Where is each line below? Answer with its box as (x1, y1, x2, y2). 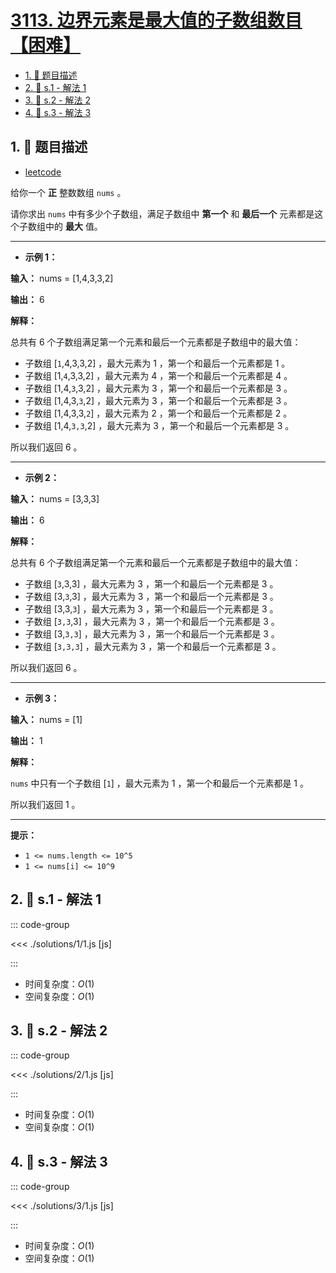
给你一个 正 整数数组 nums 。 (10, 186, 127, 198)
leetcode (24, 166, 62, 178)
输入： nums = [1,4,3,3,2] (10, 272, 114, 284)
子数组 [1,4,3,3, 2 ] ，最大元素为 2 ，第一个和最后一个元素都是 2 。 (24, 407, 293, 419)
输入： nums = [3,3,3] (10, 492, 100, 505)
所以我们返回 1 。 (10, 798, 81, 810)
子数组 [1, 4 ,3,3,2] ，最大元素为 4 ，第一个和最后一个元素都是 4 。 (24, 369, 293, 381)
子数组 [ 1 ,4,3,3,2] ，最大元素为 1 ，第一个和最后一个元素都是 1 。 (24, 357, 291, 369)
